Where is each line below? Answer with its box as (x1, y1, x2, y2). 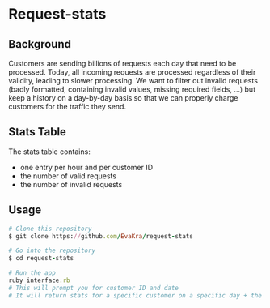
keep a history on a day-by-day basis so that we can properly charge (8, 93, 238, 102)
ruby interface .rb (8, 276, 70, 284)
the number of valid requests (19, 171, 117, 181)
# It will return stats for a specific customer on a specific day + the (8, 291, 263, 300)
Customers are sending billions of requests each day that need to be (8, 58, 237, 68)
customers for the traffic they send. (8, 102, 127, 111)
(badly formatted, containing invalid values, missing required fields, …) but (8, 84, 256, 94)
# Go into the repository (8, 246, 95, 255)
